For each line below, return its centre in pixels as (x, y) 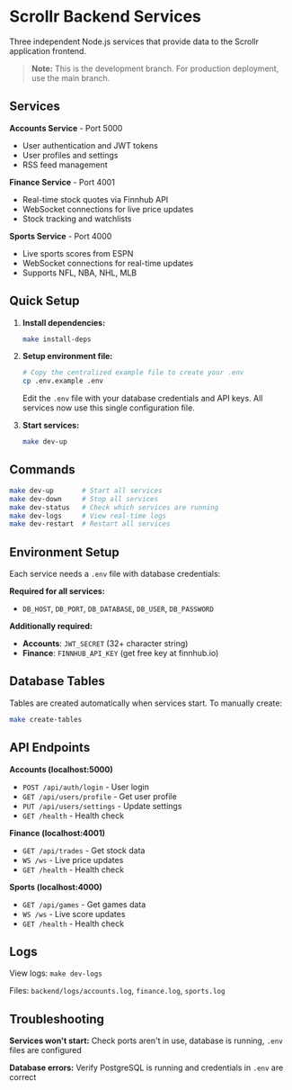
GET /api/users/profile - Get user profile (99, 796)
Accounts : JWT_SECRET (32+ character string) (105, 644)
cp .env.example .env (62, 381)
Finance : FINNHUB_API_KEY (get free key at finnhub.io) (120, 653)
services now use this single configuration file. (108, 408)
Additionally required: (51, 626)
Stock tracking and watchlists (77, 219)
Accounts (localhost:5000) (62, 769)
